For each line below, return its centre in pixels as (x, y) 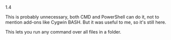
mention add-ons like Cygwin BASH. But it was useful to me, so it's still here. (86, 22)
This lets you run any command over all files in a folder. (63, 32)
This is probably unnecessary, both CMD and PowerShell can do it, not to (82, 17)
